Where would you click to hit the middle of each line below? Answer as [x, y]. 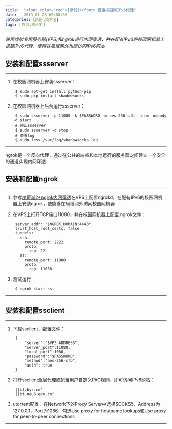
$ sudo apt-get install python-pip [53, 92]
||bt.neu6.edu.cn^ [35, 394]
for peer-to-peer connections [44, 416]
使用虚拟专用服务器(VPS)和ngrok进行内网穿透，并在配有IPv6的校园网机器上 [85, 39]
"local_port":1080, [45, 352]
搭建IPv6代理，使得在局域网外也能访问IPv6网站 [55, 46]
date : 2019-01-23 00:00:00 [36, 15]
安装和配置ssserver [37, 64]
